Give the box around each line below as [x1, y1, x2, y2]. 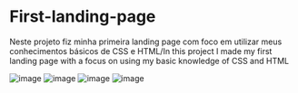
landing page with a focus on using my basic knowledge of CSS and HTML [9, 55, 290, 66]
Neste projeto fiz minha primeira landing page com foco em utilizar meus [9, 36, 283, 47]
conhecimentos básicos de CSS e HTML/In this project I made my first [9, 45, 273, 56]
